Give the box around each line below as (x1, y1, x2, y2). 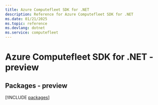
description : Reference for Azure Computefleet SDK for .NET (5, 12, 134, 17)
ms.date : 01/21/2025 (5, 16, 48, 21)
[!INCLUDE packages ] (5, 95, 50, 100)
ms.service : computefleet (5, 30, 58, 35)
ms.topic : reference (5, 21, 48, 26)
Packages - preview (5, 81, 68, 90)
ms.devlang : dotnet (5, 26, 45, 31)
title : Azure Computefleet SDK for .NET (5, 7, 90, 12)
